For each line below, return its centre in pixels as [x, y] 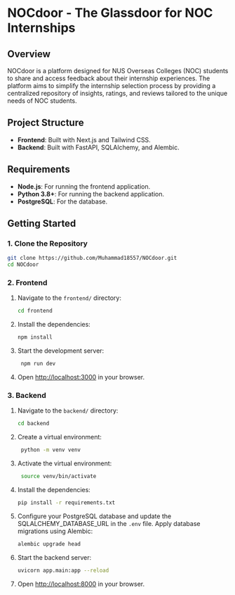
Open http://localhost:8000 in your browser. [81, 584]
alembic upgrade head [49, 544]
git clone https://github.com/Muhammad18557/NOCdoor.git [92, 258]
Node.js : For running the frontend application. [84, 186]
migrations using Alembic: [55, 531]
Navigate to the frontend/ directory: [69, 298]
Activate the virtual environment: [65, 463]
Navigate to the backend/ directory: [68, 411]
